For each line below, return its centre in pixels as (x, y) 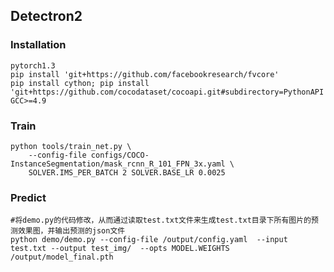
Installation (38, 45)
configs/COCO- (120, 155)
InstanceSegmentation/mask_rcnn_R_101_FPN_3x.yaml (118, 164)
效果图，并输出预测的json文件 (71, 231)
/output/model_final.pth (62, 257)
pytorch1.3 (33, 65)
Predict (28, 197)
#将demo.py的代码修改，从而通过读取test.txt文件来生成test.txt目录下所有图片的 (161, 220)
